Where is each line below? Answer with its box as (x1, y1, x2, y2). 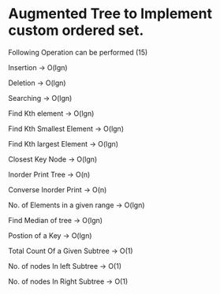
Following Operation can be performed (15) (8, 47, 148, 57)
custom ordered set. (8, 21, 144, 39)
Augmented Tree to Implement (8, 5, 213, 23)
